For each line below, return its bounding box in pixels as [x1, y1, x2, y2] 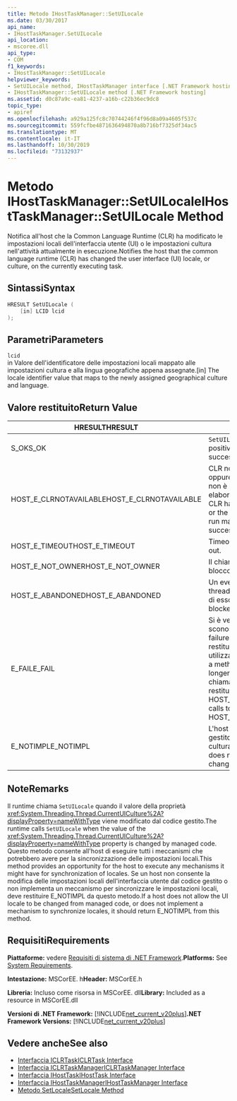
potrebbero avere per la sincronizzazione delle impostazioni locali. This [7, 854, 212, 862]
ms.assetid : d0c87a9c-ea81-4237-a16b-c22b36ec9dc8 [7, 96, 159, 103]
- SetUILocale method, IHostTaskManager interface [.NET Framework [7, 83, 210, 90]
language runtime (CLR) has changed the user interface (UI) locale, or [7, 254, 210, 263]
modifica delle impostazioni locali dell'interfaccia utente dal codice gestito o [7, 877, 228, 885]
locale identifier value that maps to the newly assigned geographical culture [7, 373, 228, 382]
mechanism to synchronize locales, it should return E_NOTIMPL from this [7, 906, 220, 915]
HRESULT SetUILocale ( [7, 301, 74, 308]
